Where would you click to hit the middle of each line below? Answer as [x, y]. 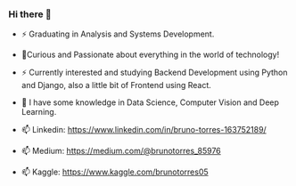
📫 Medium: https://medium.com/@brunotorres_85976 [121, 151]
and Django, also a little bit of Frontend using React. [116, 85]
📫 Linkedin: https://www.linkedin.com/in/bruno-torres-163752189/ [144, 130]
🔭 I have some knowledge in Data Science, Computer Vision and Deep [150, 102]
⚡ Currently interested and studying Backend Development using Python [154, 73]
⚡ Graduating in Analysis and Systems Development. [118, 34]
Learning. [39, 112]
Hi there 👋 [30, 14]
